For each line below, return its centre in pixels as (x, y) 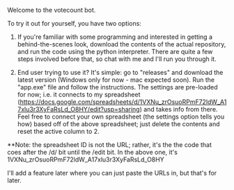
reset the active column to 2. (58, 131)
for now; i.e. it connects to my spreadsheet (79, 94)
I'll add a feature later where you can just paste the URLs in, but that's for (112, 173)
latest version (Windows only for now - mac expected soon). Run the (116, 80)
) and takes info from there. (179, 109)
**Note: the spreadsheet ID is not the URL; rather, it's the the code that (110, 145)
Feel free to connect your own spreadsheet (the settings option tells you (121, 116)
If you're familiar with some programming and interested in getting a (115, 37)
